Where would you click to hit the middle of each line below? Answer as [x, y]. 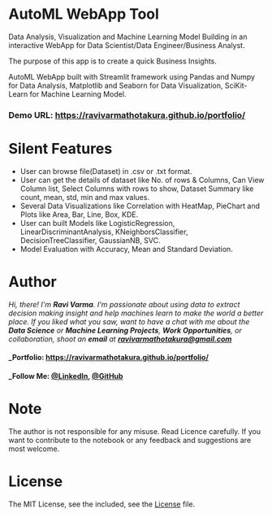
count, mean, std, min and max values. [85, 197]
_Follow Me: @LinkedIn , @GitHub [66, 376]
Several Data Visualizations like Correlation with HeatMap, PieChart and [140, 206]
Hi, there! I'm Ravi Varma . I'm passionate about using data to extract [124, 304]
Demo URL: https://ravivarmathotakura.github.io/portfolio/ [127, 115]
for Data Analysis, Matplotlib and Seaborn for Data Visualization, [116, 85]
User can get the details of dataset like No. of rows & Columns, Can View [142, 180]
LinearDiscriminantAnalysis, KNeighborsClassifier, [104, 232]
